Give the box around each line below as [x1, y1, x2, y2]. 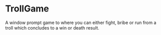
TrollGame [5, 3, 49, 14]
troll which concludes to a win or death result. [5, 24, 99, 30]
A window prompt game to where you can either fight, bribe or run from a [5, 19, 156, 25]
